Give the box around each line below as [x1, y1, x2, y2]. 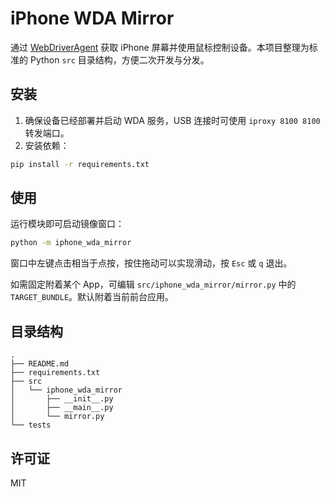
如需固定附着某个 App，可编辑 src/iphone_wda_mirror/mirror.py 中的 [10, 278, 297, 291]
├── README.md [10, 359, 70, 369]
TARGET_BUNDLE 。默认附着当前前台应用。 [10, 291, 175, 303]
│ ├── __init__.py [10, 394, 114, 404]
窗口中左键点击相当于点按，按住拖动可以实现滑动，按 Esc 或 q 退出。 [10, 257, 293, 269]
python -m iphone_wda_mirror [10, 238, 132, 248]
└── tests [10, 420, 52, 431]
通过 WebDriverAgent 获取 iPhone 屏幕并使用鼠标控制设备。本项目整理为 [10, 41, 310, 53]
